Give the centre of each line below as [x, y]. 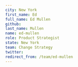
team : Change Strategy [29, 47]
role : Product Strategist [32, 38]
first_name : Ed [21, 15]
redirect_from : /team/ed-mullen [39, 57]
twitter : [14, 52]
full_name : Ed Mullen [28, 19]
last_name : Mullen [24, 29]
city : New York [21, 10]
